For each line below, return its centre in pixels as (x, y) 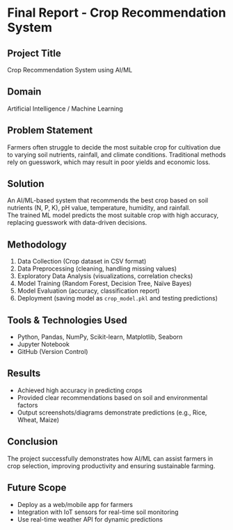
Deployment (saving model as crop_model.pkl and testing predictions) (117, 298)
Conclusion (33, 442)
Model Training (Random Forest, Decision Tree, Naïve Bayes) (104, 284)
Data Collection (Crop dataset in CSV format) (82, 262)
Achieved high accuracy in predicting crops (80, 390)
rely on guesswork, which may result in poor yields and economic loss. (109, 162)
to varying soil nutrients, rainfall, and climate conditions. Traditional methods (116, 154)
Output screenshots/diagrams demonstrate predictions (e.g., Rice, (112, 412)
